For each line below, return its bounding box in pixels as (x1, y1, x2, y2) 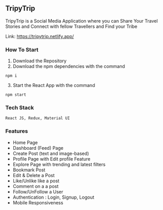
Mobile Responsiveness (12, 199, 63, 205)
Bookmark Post (12, 167, 45, 173)
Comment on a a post (12, 183, 59, 189)
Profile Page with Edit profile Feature (12, 155, 91, 162)
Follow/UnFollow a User (12, 188, 63, 195)
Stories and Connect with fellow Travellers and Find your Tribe (5, 23, 138, 29)
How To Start (5, 46, 39, 53)
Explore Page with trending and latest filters (12, 161, 106, 167)
